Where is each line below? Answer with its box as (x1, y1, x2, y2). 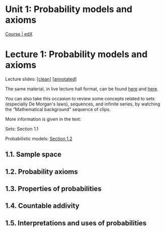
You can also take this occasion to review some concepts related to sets (5, 95, 155, 101)
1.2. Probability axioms (5, 167, 78, 176)
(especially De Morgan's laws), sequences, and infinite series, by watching (5, 101, 160, 107)
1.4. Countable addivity (5, 202, 79, 210)
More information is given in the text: (5, 116, 81, 122)
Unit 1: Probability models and (5, 4, 132, 15)
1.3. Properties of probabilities (5, 185, 102, 193)
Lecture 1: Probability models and (5, 49, 148, 60)
